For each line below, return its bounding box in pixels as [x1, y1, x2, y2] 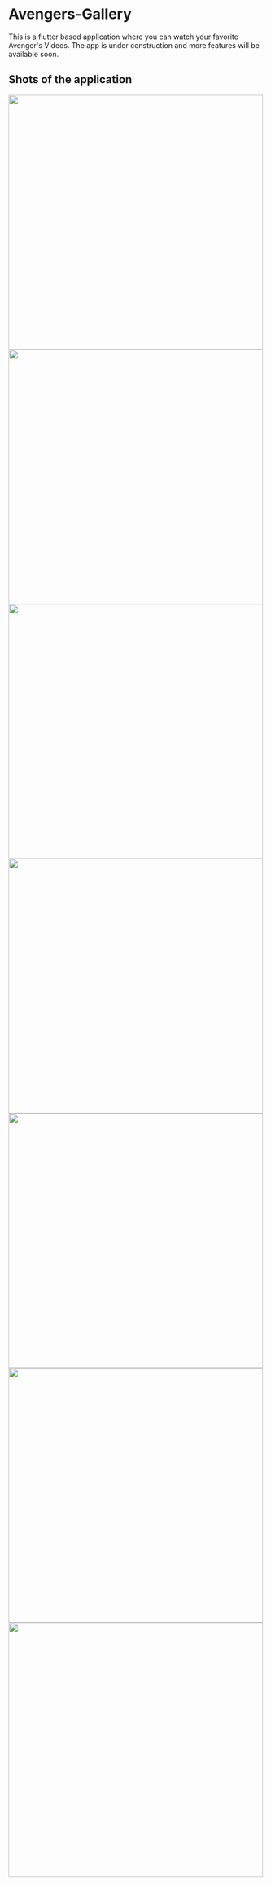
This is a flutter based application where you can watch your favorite [8, 32, 238, 42]
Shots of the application [8, 72, 133, 86]
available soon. [8, 49, 59, 59]
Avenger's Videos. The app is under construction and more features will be [8, 40, 260, 50]
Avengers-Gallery [8, 5, 132, 24]
